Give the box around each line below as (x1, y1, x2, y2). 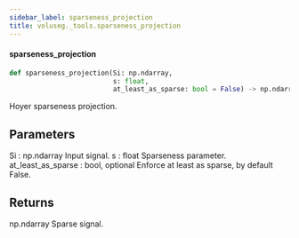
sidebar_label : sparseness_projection (9, 12, 153, 22)
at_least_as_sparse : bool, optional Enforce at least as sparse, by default (9, 160, 273, 171)
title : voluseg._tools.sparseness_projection (9, 21, 181, 30)
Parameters (9, 126, 76, 142)
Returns (9, 194, 55, 210)
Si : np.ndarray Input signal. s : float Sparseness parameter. (9, 150, 227, 161)
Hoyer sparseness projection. (9, 101, 117, 112)
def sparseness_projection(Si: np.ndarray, (9, 68, 174, 77)
